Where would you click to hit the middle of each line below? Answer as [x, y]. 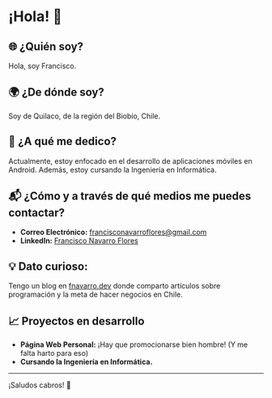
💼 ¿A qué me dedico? [63, 141]
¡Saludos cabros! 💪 [40, 385]
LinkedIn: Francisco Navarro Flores [79, 241]
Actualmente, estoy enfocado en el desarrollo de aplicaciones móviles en [130, 160]
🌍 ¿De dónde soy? [57, 92]
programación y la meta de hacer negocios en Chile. [96, 294]
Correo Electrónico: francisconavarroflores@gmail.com [113, 232]
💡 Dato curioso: [48, 266]
